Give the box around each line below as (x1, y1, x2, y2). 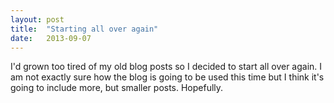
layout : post (10, 14, 65, 25)
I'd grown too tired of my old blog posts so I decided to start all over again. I (10, 61, 323, 73)
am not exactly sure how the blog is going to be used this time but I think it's (10, 71, 325, 83)
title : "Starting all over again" (10, 24, 159, 34)
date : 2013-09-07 (10, 33, 92, 43)
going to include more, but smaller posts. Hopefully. (10, 82, 224, 94)
